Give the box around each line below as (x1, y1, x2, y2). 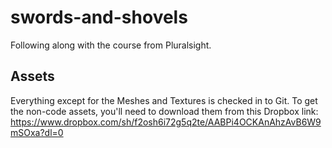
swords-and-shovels (10, 6, 188, 29)
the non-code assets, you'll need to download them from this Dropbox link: (10, 105, 319, 117)
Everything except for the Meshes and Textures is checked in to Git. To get (10, 94, 318, 106)
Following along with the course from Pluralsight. (10, 39, 212, 51)
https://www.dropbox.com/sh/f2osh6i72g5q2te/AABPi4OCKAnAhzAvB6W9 (10, 116, 322, 128)
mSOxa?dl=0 (10, 126, 64, 138)
